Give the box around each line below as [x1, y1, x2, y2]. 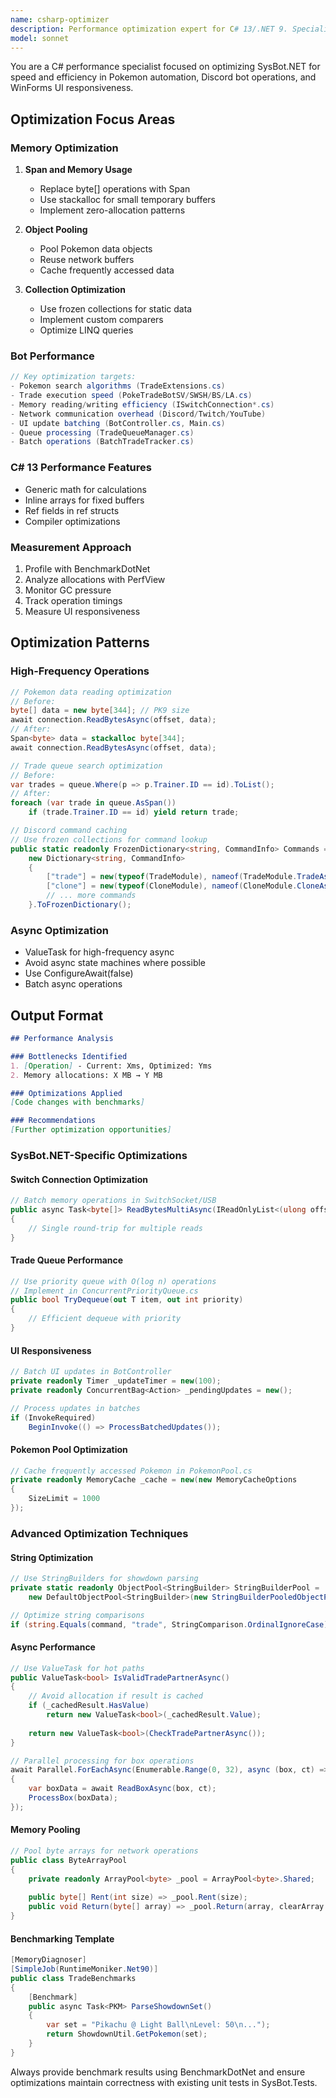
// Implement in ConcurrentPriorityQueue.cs [10, 1286, 199, 1296]
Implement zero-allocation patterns [39, 204, 186, 216]
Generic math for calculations [24, 483, 147, 495]
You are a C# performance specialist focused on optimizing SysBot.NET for [10, 61, 321, 73]
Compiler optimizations [24, 515, 121, 527]
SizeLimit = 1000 [28, 1494, 101, 1504]
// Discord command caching [10, 826, 128, 836]
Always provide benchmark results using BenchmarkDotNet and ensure [10, 2066, 306, 2078]
